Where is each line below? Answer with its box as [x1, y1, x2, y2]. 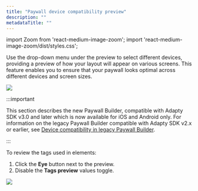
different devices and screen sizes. [6, 73, 92, 80]
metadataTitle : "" [6, 20, 52, 26]
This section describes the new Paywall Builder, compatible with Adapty [6, 107, 183, 114]
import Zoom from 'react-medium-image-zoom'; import [6, 36, 143, 43]
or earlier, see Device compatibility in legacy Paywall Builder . [6, 126, 156, 133]
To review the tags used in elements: [6, 149, 97, 156]
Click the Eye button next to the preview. [14, 161, 115, 168]
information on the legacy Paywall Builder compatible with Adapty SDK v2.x [6, 120, 192, 127]
